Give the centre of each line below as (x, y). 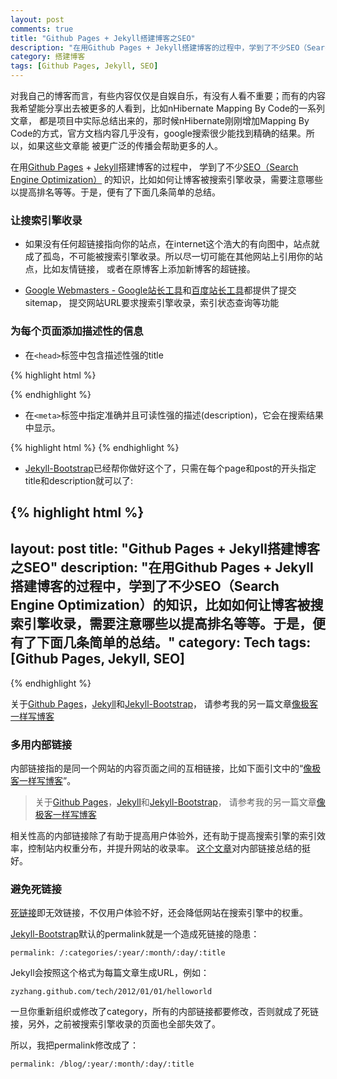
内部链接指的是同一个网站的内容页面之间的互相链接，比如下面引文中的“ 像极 (166, 768)
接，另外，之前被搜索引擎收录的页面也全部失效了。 (115, 1024)
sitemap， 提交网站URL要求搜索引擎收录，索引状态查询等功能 (152, 303)
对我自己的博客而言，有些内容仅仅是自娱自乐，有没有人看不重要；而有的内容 (168, 95)
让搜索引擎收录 (46, 220)
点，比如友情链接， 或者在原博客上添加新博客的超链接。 (140, 269)
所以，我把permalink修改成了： (75, 1045)
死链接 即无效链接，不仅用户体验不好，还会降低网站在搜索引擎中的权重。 (159, 913)
